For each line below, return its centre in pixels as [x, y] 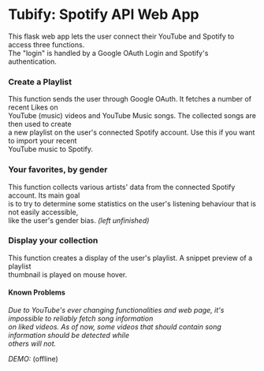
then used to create [40, 124]
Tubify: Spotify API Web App [104, 15]
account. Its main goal [44, 195]
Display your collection [53, 240]
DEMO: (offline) [33, 359]
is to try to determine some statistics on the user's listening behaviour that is [132, 203]
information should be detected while [69, 336]
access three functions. [46, 44]
